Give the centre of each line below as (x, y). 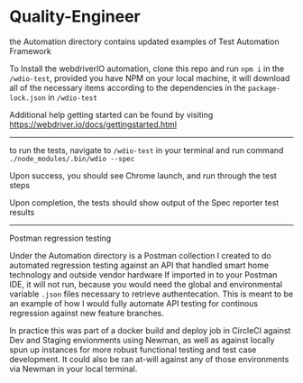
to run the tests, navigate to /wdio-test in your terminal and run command (147, 150)
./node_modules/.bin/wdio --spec (72, 159)
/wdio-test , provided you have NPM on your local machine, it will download (150, 78)
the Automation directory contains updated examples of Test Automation (144, 41)
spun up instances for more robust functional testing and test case (133, 350)
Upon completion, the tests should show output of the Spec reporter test (144, 202)
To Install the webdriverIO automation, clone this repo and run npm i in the (147, 68)
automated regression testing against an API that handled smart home (139, 265)
